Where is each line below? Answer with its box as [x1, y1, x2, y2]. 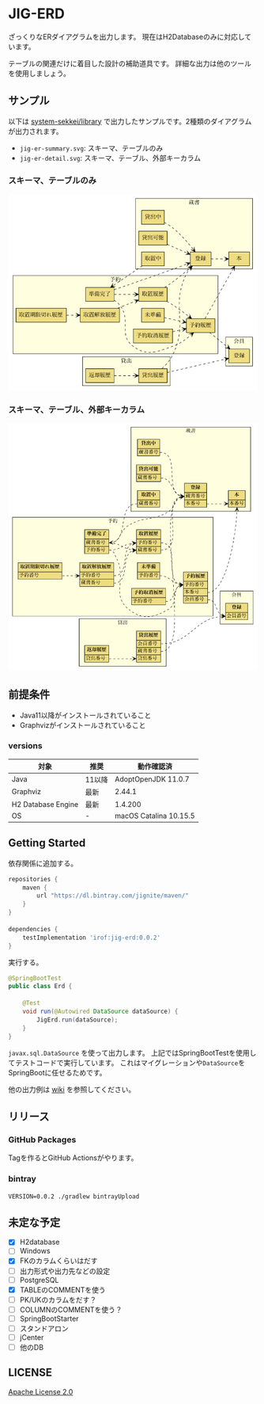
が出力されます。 [8, 126, 63, 135]
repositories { [8, 875, 58, 883]
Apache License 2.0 [8, 1387, 74, 1396]
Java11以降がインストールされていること [19, 710, 152, 720]
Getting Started [8, 836, 86, 850]
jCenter [19, 1332, 44, 1342]
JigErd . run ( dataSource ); [36, 1015, 119, 1024]
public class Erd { [8, 983, 73, 991]
